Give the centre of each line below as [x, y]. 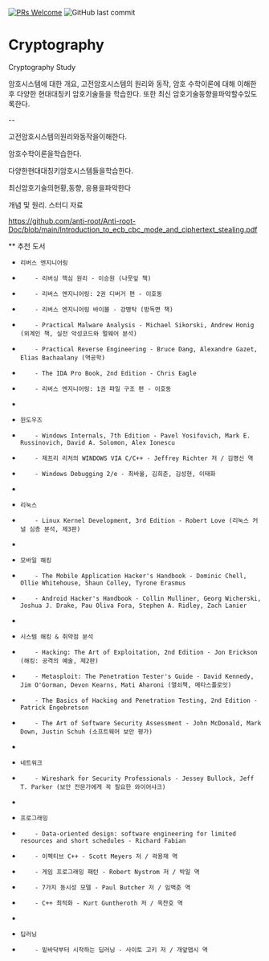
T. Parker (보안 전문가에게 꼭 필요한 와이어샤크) [93, 787]
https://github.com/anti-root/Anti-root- [72, 220]
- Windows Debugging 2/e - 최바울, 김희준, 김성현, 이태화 [125, 474]
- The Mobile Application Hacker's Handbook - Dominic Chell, [141, 576]
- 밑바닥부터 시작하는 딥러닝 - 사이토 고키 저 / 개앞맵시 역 [122, 950]
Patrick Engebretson [54, 708]
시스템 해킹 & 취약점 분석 [57, 637]
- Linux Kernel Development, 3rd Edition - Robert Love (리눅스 [142, 520]
